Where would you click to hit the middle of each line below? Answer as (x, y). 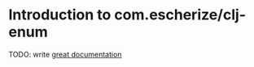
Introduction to (60, 15)
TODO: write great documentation (65, 54)
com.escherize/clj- (180, 15)
